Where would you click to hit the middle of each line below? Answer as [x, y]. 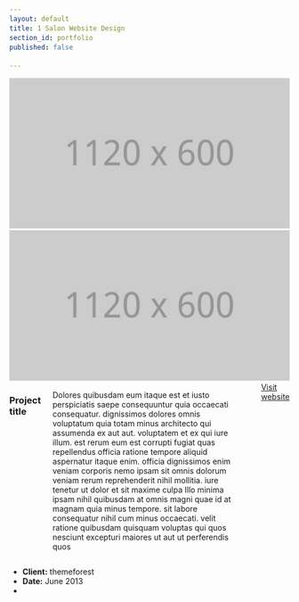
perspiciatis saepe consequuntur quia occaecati [140, 404]
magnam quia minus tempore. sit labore [125, 508]
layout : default [39, 19]
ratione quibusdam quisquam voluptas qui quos [139, 527]
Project [25, 400]
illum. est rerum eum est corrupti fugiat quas [133, 442]
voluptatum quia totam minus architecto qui [132, 423]
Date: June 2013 [53, 581]
